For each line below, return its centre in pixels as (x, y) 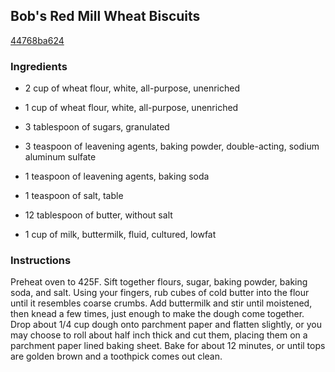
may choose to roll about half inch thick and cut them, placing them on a (159, 335)
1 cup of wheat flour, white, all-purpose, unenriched (131, 108)
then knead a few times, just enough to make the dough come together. (157, 314)
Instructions (41, 261)
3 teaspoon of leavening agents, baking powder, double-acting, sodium (172, 146)
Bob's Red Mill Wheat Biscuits (105, 16)
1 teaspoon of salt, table (74, 196)
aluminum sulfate (60, 157)
